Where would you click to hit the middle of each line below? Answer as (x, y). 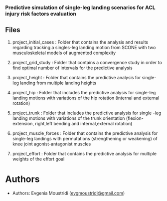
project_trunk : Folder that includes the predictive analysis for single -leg (87, 113)
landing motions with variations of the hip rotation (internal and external (86, 98)
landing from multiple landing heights (58, 83)
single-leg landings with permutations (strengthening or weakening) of (85, 138)
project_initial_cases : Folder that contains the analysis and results (80, 42)
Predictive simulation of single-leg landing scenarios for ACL (80, 8)
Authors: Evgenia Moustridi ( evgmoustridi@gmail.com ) (69, 193)
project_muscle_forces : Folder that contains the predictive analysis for (85, 133)
